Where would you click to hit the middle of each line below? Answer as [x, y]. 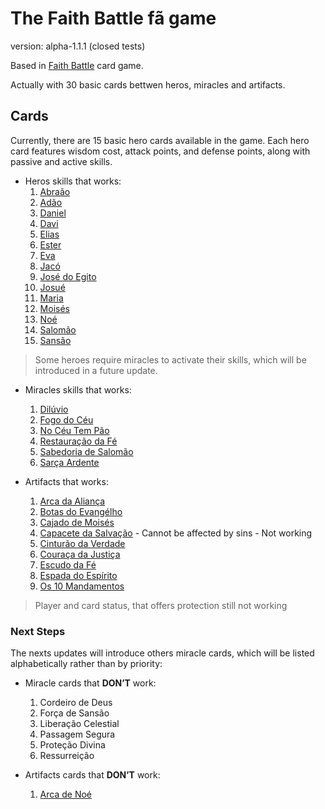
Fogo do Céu [66, 419]
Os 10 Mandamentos [82, 586]
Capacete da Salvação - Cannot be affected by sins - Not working [176, 533]
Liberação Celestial [79, 724]
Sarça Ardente [69, 462]
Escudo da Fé [68, 564]
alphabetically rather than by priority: [86, 664]
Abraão [55, 191]
